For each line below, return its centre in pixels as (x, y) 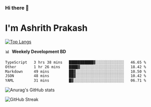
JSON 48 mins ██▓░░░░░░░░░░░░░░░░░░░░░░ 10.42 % (76, 76)
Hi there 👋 (17, 8)
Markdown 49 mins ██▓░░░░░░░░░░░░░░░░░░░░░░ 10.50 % (76, 71)
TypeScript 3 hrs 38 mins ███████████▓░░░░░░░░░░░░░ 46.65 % (76, 62)
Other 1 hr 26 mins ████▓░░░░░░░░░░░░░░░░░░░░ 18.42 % (76, 67)
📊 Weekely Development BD (36, 52)
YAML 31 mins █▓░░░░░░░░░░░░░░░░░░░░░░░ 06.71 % (76, 80)
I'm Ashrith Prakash (46, 28)
